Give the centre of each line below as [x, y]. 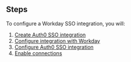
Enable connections [38, 53]
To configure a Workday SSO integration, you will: [65, 23]
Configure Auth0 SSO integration [54, 47]
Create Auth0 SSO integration [50, 35]
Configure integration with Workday [57, 41]
